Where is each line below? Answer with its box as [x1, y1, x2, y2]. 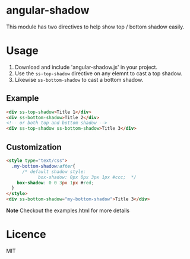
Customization [6, 142, 62, 152]
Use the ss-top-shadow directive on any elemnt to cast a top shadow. [14, 69, 183, 77]
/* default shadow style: [21, 168, 86, 175]
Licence [6, 228, 46, 241]
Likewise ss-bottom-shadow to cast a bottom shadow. [14, 76, 144, 83]
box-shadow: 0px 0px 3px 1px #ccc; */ [37, 174, 137, 180]
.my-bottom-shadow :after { [11, 163, 76, 169]
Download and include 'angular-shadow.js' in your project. [14, 63, 158, 71]
